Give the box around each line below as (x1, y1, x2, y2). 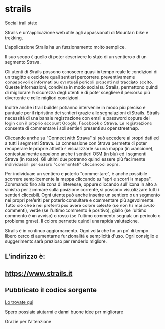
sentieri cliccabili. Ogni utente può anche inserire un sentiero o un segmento (5, 192, 160, 198)
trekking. (5, 35, 23, 41)
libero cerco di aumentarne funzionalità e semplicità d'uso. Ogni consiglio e (5, 233, 159, 239)
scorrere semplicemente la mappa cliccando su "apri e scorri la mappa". (5, 176, 152, 182)
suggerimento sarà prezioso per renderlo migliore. (5, 238, 107, 244)
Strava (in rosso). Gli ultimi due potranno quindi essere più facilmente (5, 156, 146, 162)
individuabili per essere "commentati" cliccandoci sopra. (5, 161, 120, 167)
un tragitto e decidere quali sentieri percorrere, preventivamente (5, 74, 135, 80)
